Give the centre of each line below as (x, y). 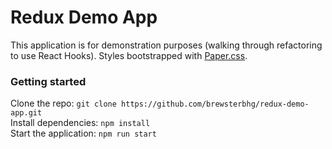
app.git (26, 113)
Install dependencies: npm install (80, 123)
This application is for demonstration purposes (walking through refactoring (166, 45)
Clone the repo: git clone (63, 103)
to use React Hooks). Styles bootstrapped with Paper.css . (129, 55)
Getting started (48, 81)
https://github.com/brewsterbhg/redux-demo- (215, 104)
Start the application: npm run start (83, 133)
